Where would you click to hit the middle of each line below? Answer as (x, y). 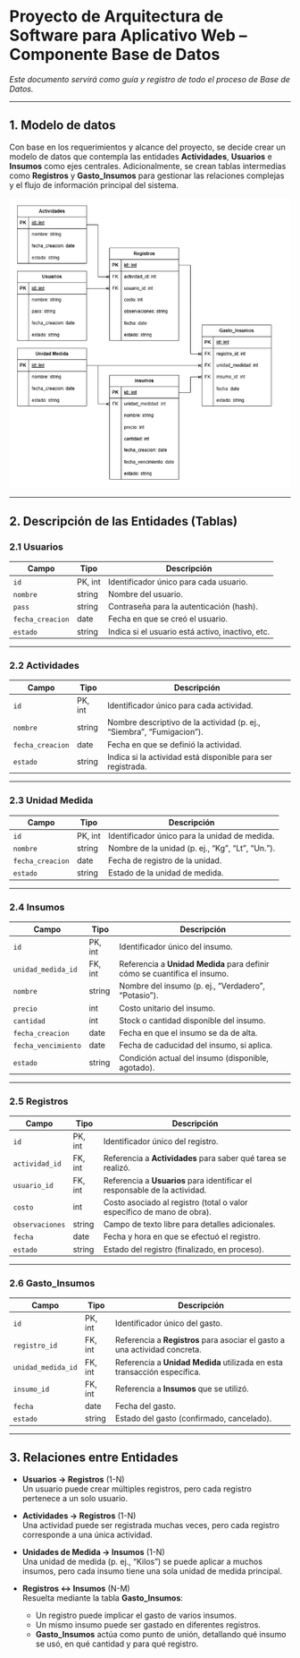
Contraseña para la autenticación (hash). (183, 607)
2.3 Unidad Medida (51, 800)
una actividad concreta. (158, 1350)
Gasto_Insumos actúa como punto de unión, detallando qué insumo (161, 1634)
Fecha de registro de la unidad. (165, 860)
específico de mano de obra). (157, 1211)
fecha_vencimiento (47, 1046)
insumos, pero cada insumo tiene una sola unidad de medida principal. (152, 1571)
